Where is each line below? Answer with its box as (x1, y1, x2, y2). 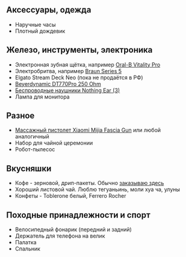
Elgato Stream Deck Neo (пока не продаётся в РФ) (14, 74, 143, 81)
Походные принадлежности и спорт (6, 210, 150, 220)
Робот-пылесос (14, 146, 55, 153)
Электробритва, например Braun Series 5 (14, 67, 122, 74)
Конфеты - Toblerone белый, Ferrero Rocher (14, 192, 126, 200)
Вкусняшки (6, 163, 52, 174)
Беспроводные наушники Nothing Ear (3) (14, 86, 120, 94)
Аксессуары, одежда (6, 5, 91, 15)
